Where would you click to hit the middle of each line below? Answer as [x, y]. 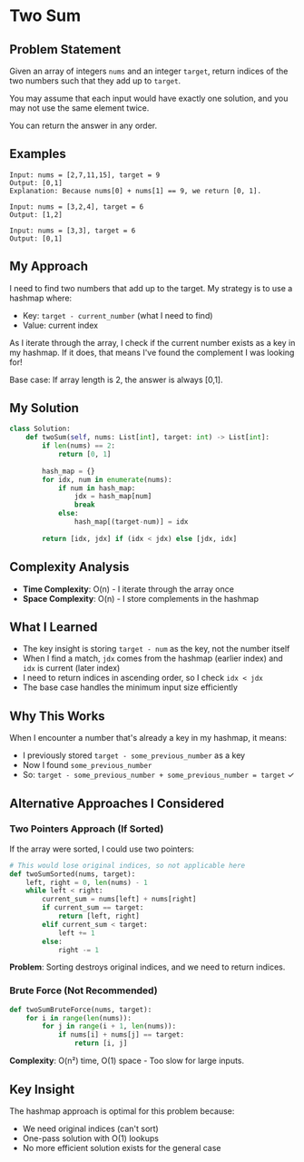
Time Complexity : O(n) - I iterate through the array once [128, 589]
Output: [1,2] [36, 214]
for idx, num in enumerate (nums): [107, 479]
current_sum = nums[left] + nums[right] [119, 900]
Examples [38, 154]
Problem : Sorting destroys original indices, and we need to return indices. [147, 967]
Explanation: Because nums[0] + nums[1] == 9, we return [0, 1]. [135, 191]
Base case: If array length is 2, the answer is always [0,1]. [116, 379]
